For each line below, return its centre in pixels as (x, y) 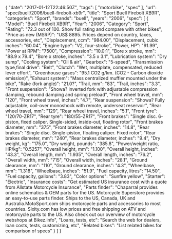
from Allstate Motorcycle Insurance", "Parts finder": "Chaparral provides (82, 187)
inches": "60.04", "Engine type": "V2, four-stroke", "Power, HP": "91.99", (82, 45)
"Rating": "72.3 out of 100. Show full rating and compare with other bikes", (84, 29)
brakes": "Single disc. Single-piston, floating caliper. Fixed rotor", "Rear (81, 133)
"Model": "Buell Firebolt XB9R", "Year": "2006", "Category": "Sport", (78, 24)
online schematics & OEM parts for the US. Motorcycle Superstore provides (85, 193)
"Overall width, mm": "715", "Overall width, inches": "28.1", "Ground (77, 160)
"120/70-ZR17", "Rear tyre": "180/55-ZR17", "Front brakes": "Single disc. (81, 116)
